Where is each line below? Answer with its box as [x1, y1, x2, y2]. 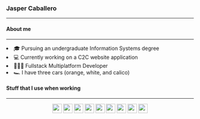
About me [6, 25, 32, 32]
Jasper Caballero [6, 4, 57, 12]
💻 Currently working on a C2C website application [14, 54, 138, 61]
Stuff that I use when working [6, 84, 81, 92]
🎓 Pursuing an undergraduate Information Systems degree [14, 45, 160, 52]
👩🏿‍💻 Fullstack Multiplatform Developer [14, 62, 108, 69]
